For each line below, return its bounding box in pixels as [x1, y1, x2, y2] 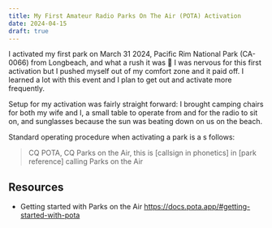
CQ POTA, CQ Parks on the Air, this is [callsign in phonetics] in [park [28, 148, 257, 158]
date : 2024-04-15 [8, 19, 67, 28]
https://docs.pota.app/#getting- [144, 202, 251, 212]
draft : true [8, 27, 49, 35]
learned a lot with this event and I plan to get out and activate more [8, 75, 232, 85]
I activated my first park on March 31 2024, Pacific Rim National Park [8, 49, 238, 59]
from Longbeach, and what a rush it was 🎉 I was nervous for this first [31, 58, 262, 67]
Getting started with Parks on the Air [19, 202, 143, 212]
